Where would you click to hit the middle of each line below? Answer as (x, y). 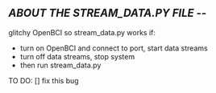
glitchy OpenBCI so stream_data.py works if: (82, 32)
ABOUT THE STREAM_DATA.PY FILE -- (108, 13)
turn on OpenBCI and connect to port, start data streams (114, 48)
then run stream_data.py (60, 65)
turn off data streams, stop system (77, 56)
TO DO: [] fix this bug (44, 80)
